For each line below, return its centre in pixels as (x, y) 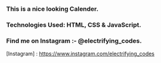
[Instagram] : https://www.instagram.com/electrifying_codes (80, 54)
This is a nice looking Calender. (52, 9)
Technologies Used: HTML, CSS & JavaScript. (74, 24)
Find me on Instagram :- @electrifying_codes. (74, 40)
